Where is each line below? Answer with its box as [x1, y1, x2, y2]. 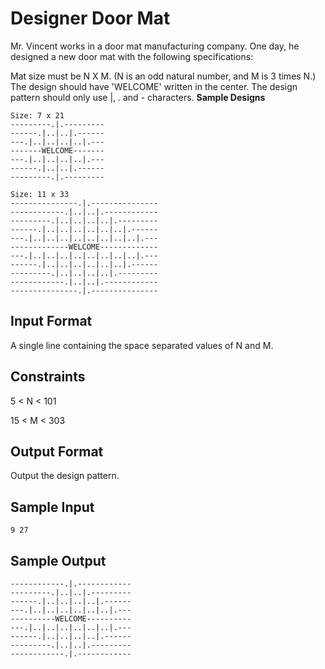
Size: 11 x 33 [10, 189, 70, 199]
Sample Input [10, 498, 95, 516]
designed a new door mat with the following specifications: [10, 50, 254, 62]
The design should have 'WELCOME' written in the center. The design [10, 80, 298, 92]
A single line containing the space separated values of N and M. [10, 339, 274, 351]
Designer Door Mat [10, 7, 171, 30]
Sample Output [10, 552, 107, 569]
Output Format [10, 443, 104, 460]
